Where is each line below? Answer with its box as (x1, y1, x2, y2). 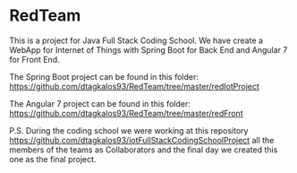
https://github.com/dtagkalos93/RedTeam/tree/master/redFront (9, 108, 243, 118)
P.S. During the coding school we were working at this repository (9, 125, 249, 135)
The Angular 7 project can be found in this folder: (9, 98, 191, 108)
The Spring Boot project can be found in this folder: (9, 71, 199, 82)
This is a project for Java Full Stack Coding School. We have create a (9, 35, 264, 46)
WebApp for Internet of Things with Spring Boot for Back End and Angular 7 (9, 44, 288, 55)
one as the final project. (9, 153, 97, 164)
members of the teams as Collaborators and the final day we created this (9, 144, 278, 155)
